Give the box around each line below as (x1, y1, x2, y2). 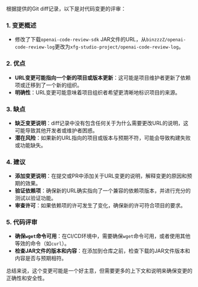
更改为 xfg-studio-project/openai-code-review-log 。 (54, 43, 184, 50)
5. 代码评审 (6, 218, 38, 226)
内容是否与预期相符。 (14, 255, 67, 262)
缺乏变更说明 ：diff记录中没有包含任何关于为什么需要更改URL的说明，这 (14, 119, 189, 126)
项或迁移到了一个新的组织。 (14, 81, 83, 89)
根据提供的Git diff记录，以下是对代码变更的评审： (6, 5, 126, 12)
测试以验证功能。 (14, 194, 57, 202)
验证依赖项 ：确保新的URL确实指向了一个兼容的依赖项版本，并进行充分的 (14, 187, 191, 194)
